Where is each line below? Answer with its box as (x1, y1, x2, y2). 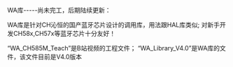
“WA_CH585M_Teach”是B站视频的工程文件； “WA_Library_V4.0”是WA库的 (7, 44, 220, 52)
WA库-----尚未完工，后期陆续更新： (7, 6, 111, 14)
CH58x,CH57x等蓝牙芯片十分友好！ (13, 30, 116, 37)
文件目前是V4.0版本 (25, 52, 83, 61)
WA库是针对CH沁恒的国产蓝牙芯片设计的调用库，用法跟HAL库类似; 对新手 (7, 21, 220, 29)
